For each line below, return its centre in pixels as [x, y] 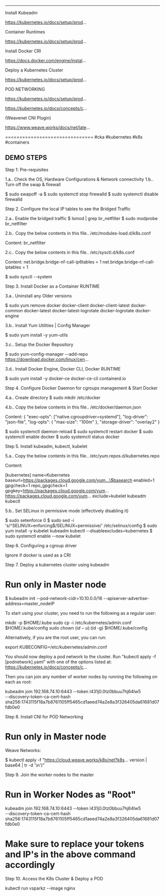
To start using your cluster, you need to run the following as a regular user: [81, 613]
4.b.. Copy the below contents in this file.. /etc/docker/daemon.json [73, 407]
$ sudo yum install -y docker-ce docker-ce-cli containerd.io [66, 378]
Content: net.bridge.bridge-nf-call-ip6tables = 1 [53, 261]
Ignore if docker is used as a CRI [38, 555]
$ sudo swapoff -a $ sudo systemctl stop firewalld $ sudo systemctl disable [82, 194]
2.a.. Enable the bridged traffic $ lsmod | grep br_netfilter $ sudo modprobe [82, 218]
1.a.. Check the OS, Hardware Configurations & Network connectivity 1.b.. [79, 179]
